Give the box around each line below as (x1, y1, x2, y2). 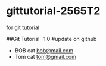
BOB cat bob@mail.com (14, 46, 73, 54)
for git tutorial (6, 24, 40, 31)
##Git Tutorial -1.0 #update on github (6, 35, 97, 42)
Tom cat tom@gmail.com (14, 53, 76, 60)
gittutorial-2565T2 (6, 4, 101, 18)
